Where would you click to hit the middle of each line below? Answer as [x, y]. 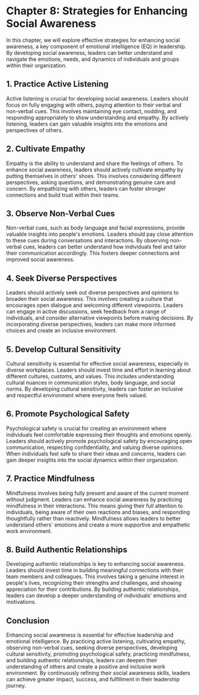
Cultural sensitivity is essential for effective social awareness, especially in [97, 364]
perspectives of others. [35, 130]
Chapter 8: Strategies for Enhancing [97, 11]
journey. [16, 685]
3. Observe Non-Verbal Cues [61, 214]
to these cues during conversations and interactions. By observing [88, 241]
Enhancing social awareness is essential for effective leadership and [90, 635]
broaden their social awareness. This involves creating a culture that [90, 299]
